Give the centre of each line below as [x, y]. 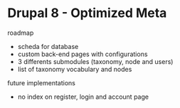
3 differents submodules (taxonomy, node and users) [95, 61]
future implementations [42, 82]
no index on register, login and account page [83, 97]
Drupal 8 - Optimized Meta [87, 13]
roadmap [21, 33]
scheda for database [48, 46]
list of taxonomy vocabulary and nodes [75, 69]
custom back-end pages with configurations [83, 54]
